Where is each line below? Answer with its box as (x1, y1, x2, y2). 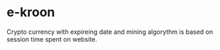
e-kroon (6, 4, 55, 20)
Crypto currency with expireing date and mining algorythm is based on (6, 27, 214, 36)
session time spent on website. (6, 35, 97, 43)
